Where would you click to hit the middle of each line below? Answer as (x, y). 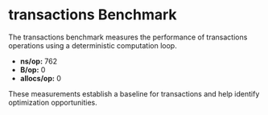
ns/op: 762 (39, 61)
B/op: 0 (33, 69)
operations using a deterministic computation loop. (93, 45)
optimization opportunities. (53, 102)
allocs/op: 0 (41, 78)
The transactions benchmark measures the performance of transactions (128, 37)
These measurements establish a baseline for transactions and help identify (134, 93)
